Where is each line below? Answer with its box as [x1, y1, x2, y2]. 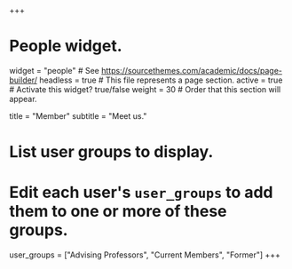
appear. [9, 93, 37, 104]
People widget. [9, 36, 122, 56]
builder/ [9, 75, 38, 85]
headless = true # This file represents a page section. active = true [39, 75, 283, 85]
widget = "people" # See [9, 65, 100, 75]
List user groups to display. [9, 142, 214, 162]
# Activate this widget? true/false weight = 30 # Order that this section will [9, 83, 281, 94]
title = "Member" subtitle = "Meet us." [9, 110, 147, 121]
